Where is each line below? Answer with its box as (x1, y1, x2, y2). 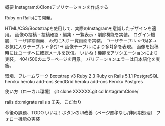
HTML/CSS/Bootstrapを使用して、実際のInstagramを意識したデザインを (5, 25, 152, 31)
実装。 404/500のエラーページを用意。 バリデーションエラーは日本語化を (5, 56, 156, 62)
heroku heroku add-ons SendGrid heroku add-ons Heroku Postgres (5, 79, 143, 84)
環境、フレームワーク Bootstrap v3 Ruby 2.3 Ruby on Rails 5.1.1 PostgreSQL (5, 73, 159, 79)
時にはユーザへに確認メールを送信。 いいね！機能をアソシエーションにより (5, 50, 159, 56)
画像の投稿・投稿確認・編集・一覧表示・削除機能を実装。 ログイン (14, 32, 151, 37)
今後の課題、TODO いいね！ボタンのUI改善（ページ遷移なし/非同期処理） (5, 110, 155, 115)
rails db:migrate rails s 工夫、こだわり (5, 99, 82, 105)
